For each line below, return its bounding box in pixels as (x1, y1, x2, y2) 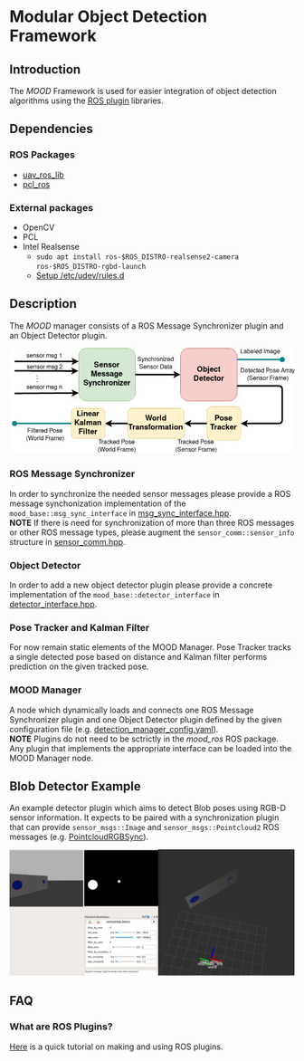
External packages (9, 201, 93, 214)
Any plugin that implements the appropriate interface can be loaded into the (9, 742, 292, 753)
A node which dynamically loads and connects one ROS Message (9, 704, 255, 715)
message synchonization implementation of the (9, 498, 186, 509)
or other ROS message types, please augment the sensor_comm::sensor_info (9, 527, 295, 538)
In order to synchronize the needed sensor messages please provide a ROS (9, 488, 291, 499)
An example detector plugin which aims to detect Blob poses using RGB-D (9, 803, 287, 814)
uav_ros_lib (22, 169, 65, 180)
